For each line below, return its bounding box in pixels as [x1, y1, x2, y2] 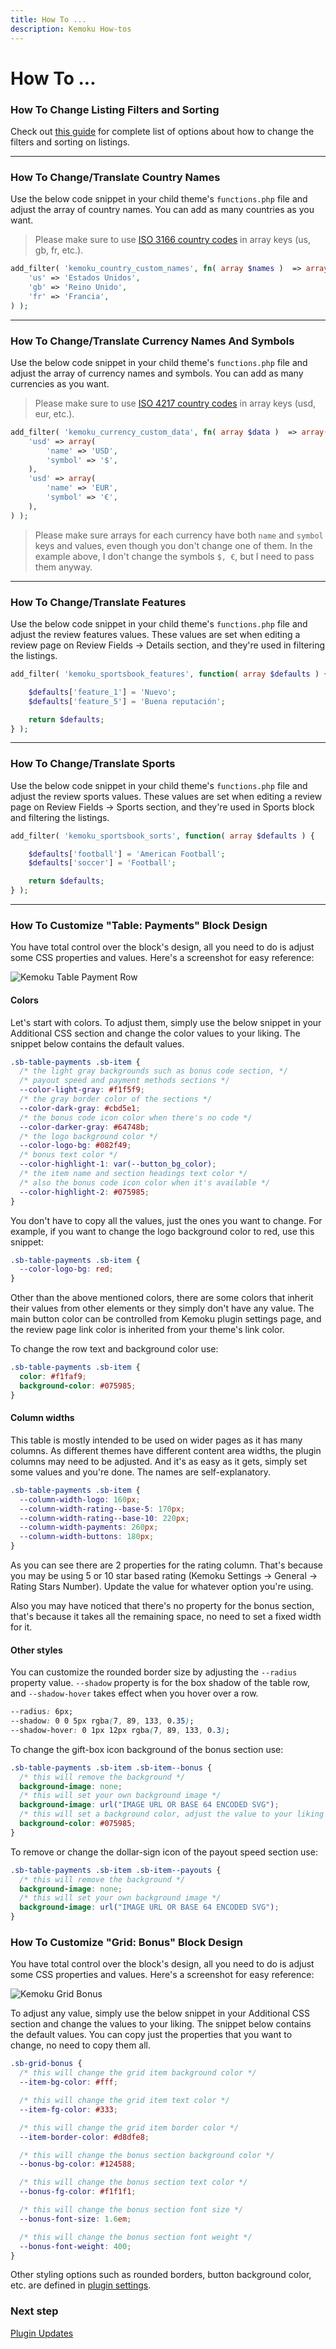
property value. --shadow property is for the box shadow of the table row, [10, 1677, 311, 1689]
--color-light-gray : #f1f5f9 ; [19, 1085, 145, 1095]
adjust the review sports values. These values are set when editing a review [10, 790, 323, 802]
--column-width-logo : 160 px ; [19, 1494, 141, 1505]
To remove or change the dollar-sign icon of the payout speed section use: [10, 1846, 318, 1858]
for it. [10, 1621, 33, 1633]
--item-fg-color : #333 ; [19, 2104, 118, 2115]
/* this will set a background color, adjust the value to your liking [19, 1809, 325, 1820]
